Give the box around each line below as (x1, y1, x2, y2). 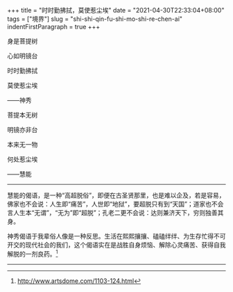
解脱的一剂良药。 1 (7, 249, 58, 258)
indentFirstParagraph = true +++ (7, 23, 101, 31)
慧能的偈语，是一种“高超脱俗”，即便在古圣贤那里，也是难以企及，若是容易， (7, 191, 225, 200)
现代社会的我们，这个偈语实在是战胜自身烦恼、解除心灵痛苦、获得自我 (25, 241, 226, 249)
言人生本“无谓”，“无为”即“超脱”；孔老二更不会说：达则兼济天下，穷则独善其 (7, 209, 224, 217)
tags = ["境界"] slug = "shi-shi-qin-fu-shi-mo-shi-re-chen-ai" (7, 15, 182, 23)
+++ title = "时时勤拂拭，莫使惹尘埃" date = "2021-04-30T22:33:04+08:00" (7, 6, 225, 14)
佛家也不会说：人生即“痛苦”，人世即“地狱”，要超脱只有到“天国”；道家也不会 (7, 200, 224, 208)
